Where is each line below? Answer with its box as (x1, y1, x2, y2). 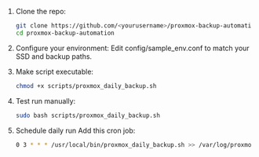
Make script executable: (15, 67, 94, 76)
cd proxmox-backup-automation (15, 29, 115, 37)
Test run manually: (15, 96, 76, 105)
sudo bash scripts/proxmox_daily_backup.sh (15, 111, 161, 119)
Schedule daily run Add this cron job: (15, 126, 136, 135)
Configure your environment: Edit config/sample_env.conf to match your (15, 43, 250, 53)
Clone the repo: (15, 7, 67, 16)
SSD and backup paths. (15, 51, 93, 61)
